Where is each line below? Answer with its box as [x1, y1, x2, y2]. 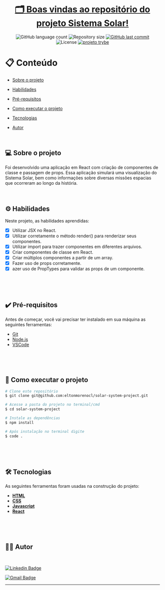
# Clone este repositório [5, 389, 58, 393]
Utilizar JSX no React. [12, 227, 56, 233]
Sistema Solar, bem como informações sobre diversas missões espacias [5, 175, 151, 181]
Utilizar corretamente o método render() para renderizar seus [12, 233, 137, 239]
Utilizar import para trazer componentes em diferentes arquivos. [12, 244, 142, 250]
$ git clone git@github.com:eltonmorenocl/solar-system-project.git [5, 393, 148, 398]
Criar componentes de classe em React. [12, 249, 93, 255]
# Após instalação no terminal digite [5, 429, 84, 434]
